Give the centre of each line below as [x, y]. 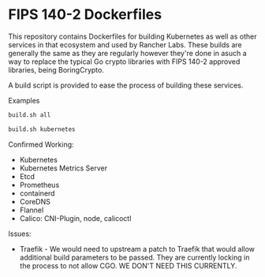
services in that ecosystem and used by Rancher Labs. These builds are [125, 44]
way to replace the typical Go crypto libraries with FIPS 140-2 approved [124, 62]
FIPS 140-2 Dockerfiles [85, 15]
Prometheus [39, 185]
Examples [24, 100]
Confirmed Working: [41, 144]
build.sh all [30, 115]
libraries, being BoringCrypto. [56, 69]
